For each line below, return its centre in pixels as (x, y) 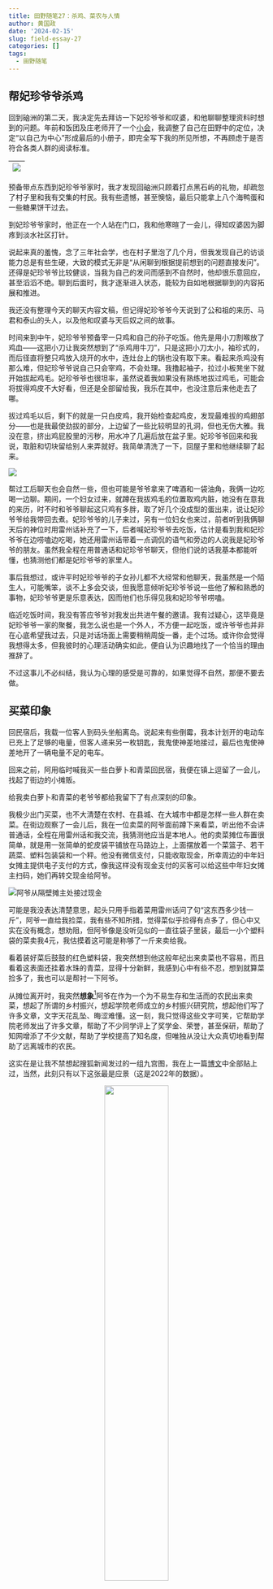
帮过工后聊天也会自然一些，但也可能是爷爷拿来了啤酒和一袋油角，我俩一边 (133, 488)
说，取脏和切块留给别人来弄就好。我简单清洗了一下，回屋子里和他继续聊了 (133, 446)
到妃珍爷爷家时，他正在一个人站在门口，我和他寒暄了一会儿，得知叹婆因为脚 (136, 224)
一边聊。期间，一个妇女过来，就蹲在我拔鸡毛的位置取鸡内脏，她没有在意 (136, 499)
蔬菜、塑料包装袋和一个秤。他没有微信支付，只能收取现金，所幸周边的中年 (133, 855)
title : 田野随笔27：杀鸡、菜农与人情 (64, 16)
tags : (17, 54)
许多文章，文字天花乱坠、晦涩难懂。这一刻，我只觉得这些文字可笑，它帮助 (133, 1016)
